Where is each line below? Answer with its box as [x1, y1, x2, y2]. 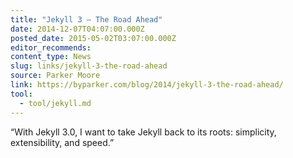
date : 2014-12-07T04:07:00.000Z [10, 24, 145, 34]
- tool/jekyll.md [19, 98, 92, 108]
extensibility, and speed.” [10, 136, 115, 148]
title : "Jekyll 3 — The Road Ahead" [10, 14, 163, 25]
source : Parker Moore [10, 71, 101, 81]
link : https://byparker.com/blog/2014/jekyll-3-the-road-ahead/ [10, 80, 284, 90]
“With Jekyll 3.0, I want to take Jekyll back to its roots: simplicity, [10, 126, 277, 138]
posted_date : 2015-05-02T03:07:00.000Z [10, 33, 177, 43]
